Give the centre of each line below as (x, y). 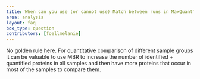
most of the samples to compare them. (54, 69)
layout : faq (21, 23)
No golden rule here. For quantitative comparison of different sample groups (100, 50)
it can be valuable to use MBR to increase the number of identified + (90, 57)
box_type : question (30, 28)
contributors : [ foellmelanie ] (44, 34)
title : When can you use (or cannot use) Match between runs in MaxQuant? (101, 12)
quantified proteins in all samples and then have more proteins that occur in (99, 64)
